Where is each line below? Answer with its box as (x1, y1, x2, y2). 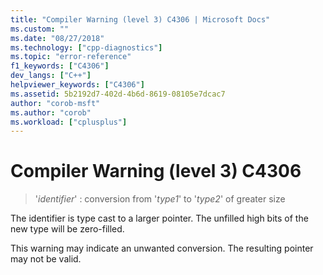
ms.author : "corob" (10, 107, 92, 118)
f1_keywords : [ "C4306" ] (10, 61, 110, 71)
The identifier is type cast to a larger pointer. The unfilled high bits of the (10, 212, 309, 225)
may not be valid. (10, 253, 82, 265)
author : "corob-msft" (10, 98, 101, 108)
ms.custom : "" (10, 24, 70, 34)
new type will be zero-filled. (10, 223, 125, 235)
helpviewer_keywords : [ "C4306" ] (10, 80, 145, 90)
